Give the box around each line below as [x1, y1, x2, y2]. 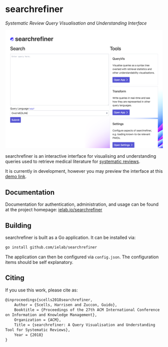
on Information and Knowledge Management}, [5, 312, 97, 317]
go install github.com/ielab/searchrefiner [5, 245, 97, 250]
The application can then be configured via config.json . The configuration [5, 254, 159, 260]
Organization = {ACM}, [14, 317, 61, 322]
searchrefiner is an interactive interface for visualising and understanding [5, 153, 156, 159]
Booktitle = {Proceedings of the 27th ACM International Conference [14, 307, 160, 312]
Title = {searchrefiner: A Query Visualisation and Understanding [14, 322, 155, 327]
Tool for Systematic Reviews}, [5, 327, 70, 332]
